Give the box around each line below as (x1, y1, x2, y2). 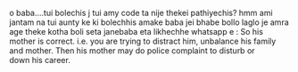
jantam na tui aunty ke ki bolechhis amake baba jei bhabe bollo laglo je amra (9, 17, 290, 28)
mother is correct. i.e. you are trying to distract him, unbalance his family (9, 36, 277, 46)
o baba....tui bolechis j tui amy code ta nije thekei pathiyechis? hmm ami (9, 8, 274, 18)
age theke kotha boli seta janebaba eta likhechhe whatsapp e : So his (9, 27, 263, 36)
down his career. (9, 55, 71, 65)
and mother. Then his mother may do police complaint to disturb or (9, 45, 256, 56)
